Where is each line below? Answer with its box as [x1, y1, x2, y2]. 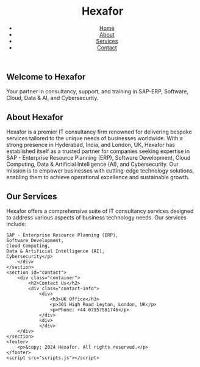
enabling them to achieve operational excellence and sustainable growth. [6, 174, 190, 181]
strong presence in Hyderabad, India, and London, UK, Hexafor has [6, 141, 176, 149]
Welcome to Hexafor [6, 71, 86, 82]
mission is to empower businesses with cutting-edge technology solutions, [6, 167, 195, 174]
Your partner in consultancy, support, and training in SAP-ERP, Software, [6, 88, 189, 95]
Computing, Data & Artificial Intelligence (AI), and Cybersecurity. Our [6, 160, 179, 168]
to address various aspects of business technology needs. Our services [6, 213, 187, 221]
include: [6, 220, 27, 227]
